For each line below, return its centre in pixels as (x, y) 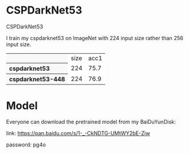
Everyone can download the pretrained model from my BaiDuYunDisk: (91, 122)
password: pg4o (26, 145)
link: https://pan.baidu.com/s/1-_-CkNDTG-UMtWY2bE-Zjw (78, 133)
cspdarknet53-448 (37, 79)
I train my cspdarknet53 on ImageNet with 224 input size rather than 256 (95, 38)
